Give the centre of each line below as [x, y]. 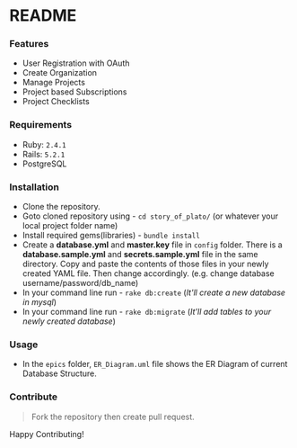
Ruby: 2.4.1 [44, 144]
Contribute [34, 397]
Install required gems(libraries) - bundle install [111, 236]
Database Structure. [59, 373]
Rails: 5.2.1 [44, 154]
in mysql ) [39, 302]
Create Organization [59, 73]
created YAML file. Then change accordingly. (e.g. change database [148, 273]
